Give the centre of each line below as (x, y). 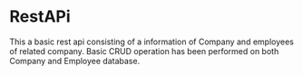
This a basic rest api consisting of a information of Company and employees (152, 42)
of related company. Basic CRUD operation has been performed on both (144, 51)
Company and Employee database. (75, 61)
